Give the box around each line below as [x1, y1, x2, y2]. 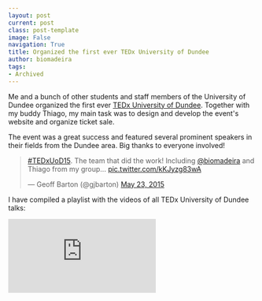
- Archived [8, 70, 44, 78]
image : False [8, 33, 51, 42]
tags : [8, 63, 26, 71]
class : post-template [8, 26, 79, 34]
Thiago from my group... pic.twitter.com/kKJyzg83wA [27, 164, 202, 173]
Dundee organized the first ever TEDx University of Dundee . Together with [8, 100, 250, 110]
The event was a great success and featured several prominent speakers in [8, 132, 253, 142]
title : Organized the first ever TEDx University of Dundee [8, 48, 210, 56]
